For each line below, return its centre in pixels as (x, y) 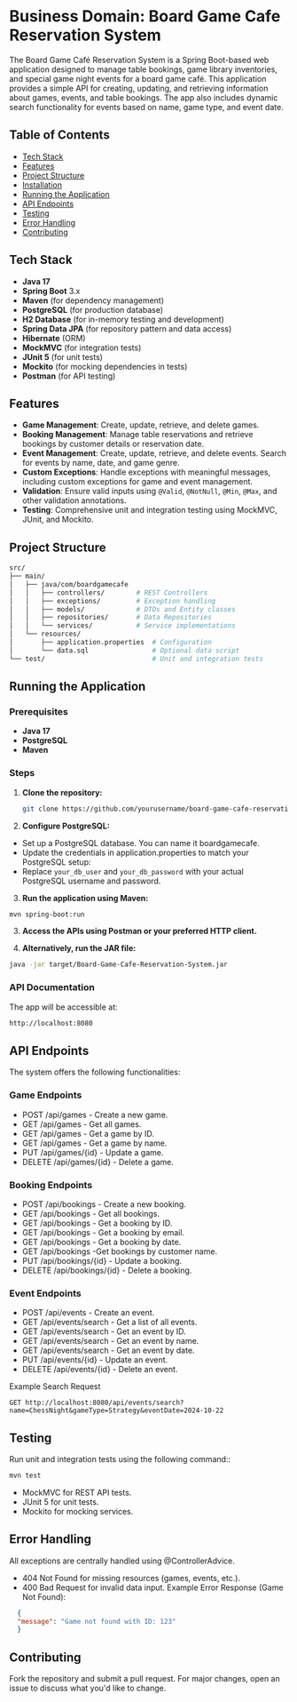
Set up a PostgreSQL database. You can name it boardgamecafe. (141, 843)
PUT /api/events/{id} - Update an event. (95, 1360)
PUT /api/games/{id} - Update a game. (93, 1152)
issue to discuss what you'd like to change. (88, 1688)
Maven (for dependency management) (93, 300)
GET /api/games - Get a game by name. (94, 1143)
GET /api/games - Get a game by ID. (88, 1133)
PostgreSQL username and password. (91, 881)
